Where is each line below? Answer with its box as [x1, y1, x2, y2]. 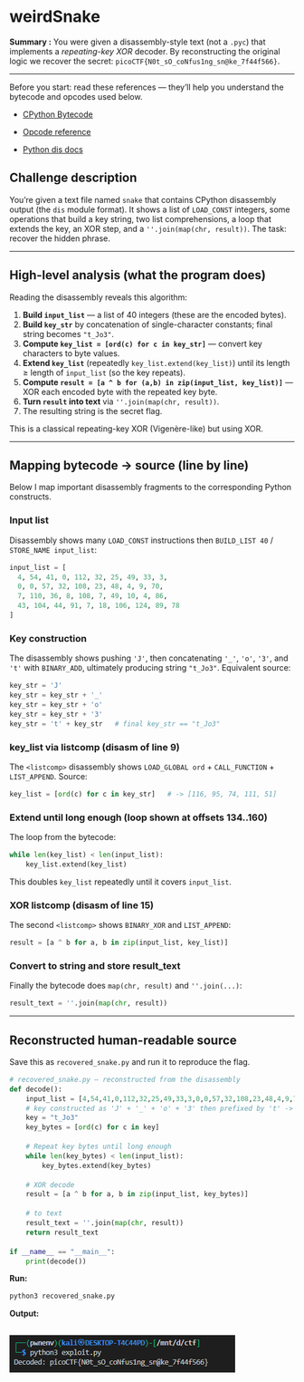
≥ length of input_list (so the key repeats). [22, 367, 186, 378]
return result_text [25, 1228, 100, 1237]
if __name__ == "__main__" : [9, 1247, 116, 1256]
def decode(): [9, 1085, 63, 1094]
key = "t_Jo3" [25, 1113, 79, 1123]
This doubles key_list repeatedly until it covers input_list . [9, 876, 233, 887]
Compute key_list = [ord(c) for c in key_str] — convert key [22, 338, 262, 349]
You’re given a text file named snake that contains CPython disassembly [9, 194, 277, 205]
